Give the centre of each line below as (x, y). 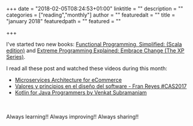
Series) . (16, 57)
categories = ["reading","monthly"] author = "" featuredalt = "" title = (91, 15)
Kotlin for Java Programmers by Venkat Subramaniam (81, 92)
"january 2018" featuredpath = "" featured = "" (64, 21)
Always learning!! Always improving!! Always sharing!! (73, 116)
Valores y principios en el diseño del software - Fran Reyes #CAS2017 (101, 86)
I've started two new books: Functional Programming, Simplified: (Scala (94, 44)
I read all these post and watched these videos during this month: (87, 68)
